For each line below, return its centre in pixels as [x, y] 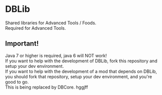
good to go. [17, 82]
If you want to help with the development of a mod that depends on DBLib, [81, 71]
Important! [22, 44]
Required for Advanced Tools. [35, 28]
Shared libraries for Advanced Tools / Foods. [51, 23]
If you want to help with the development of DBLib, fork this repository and [81, 61]
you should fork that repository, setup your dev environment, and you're [79, 76]
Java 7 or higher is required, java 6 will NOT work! [56, 55]
